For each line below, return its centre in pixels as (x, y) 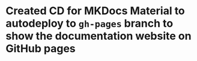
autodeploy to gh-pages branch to (89, 23)
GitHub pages (41, 49)
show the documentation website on (98, 36)
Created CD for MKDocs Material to (95, 11)
